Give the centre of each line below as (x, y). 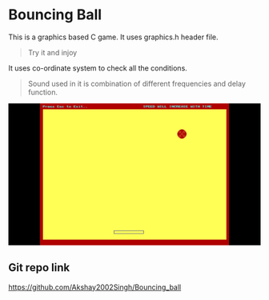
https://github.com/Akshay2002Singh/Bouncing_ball (95, 287)
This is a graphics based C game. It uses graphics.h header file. (113, 37)
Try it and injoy (52, 52)
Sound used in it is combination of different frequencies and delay (137, 83)
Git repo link (39, 268)
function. (43, 92)
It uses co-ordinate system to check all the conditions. (98, 68)
